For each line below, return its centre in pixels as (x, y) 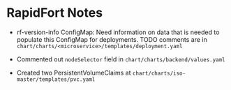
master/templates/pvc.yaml (56, 79)
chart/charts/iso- (159, 73)
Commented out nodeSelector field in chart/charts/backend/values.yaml (121, 59)
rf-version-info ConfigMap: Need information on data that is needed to (118, 32)
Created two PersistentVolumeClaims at (74, 73)
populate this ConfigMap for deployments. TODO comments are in (112, 39)
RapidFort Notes (54, 13)
